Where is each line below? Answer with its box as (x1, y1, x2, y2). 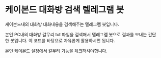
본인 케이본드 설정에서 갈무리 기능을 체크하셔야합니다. (5, 48, 107, 54)
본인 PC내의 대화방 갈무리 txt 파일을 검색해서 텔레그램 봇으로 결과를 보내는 (5, 31, 147, 37)
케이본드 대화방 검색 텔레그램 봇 (5, 4, 124, 15)
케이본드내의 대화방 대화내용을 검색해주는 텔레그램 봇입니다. (5, 21, 119, 27)
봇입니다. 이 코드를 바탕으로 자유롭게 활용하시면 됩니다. (10, 37, 115, 43)
